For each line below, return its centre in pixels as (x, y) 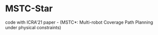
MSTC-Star (29, 9)
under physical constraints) (33, 27)
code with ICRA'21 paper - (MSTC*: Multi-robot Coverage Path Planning (79, 22)
